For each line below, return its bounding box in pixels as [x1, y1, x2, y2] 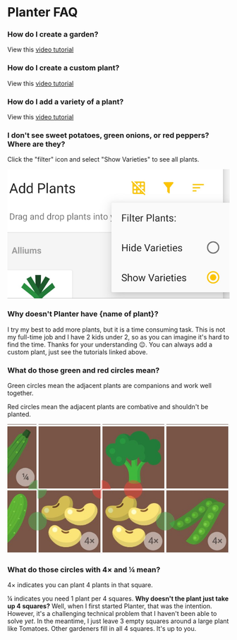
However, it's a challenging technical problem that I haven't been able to [7, 610, 217, 618]
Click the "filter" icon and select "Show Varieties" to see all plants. [7, 155, 200, 164]
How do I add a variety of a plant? [7, 97, 124, 107]
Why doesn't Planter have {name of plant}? [7, 309, 159, 319]
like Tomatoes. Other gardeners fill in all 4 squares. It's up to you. [7, 624, 197, 633]
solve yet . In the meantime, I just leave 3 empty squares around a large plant [7, 617, 229, 625]
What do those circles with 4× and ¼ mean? [7, 564, 161, 574]
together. [7, 389, 34, 397]
